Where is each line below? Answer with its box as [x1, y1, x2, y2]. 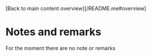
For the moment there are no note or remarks [5, 44, 116, 51]
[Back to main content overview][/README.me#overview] [5, 5, 147, 12]
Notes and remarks [5, 26, 102, 38]
